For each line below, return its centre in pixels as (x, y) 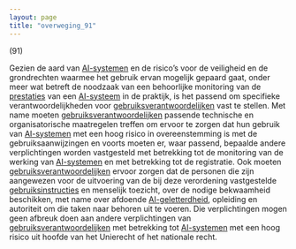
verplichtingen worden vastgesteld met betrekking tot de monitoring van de (147, 152)
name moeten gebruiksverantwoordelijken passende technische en (132, 115)
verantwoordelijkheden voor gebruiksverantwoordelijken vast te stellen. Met (148, 105)
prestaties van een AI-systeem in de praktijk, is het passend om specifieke (145, 96)
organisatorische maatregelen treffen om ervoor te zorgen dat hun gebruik (144, 124)
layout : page (33, 17)
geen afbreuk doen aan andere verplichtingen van (100, 218)
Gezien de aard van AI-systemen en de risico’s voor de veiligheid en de (139, 68)
